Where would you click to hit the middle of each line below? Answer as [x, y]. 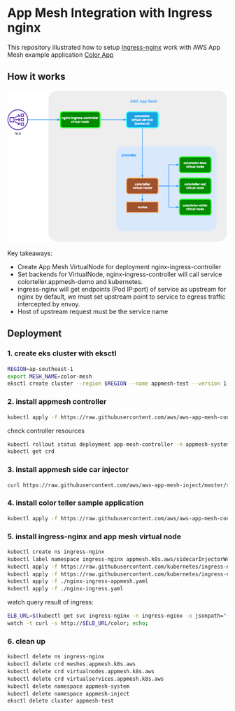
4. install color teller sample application [76, 503]
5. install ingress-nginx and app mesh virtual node [94, 536]
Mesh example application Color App [60, 55]
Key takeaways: [30, 253]
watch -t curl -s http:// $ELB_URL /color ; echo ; [78, 623]
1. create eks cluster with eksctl [62, 353]
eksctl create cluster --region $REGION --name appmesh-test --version [114, 384]
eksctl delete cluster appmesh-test [60, 701]
